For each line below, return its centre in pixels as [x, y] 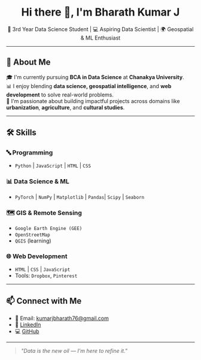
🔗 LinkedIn [28, 325]
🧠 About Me [28, 62]
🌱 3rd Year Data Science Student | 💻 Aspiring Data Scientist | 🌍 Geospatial [100, 29]
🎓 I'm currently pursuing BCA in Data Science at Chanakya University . [95, 77]
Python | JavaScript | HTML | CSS [53, 166]
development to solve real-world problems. [60, 95]
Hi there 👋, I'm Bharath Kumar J [100, 12]
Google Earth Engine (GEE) [48, 229]
